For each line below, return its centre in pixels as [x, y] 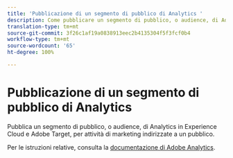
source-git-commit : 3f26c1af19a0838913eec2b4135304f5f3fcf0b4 [99, 33]
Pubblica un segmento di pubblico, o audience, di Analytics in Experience [112, 126]
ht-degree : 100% [31, 53]
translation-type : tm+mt [43, 26]
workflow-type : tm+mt [38, 39]
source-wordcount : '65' [42, 46]
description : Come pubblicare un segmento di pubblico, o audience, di [113, 20]
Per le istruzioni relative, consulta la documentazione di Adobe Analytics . [111, 147]
